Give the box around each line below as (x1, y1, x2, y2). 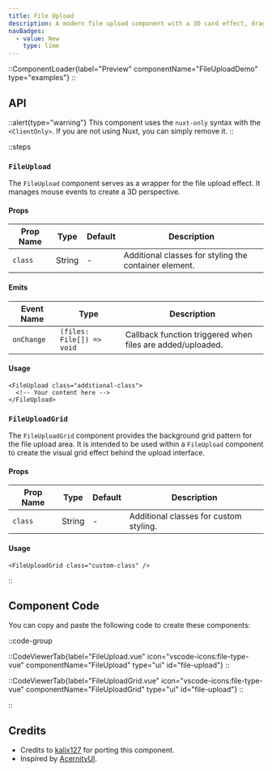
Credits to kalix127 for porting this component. (19, 745, 175, 755)
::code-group (8, 636, 53, 646)
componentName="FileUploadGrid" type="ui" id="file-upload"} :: (25, 684, 244, 694)
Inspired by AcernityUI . (19, 754, 97, 764)
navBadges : (8, 27, 45, 35)
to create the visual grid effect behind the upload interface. (8, 448, 205, 458)
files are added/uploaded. (125, 339, 223, 350)
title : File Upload (8, 11, 74, 20)
